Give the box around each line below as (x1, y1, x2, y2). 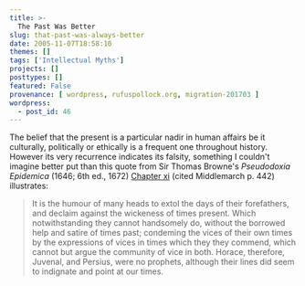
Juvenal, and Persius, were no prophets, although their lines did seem (31, 257, 295, 268)
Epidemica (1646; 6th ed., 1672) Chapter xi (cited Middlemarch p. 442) (9, 171, 276, 182)
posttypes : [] (9, 73, 64, 82)
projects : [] (9, 65, 59, 74)
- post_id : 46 (17, 107, 71, 116)
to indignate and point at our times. (31, 266, 164, 277)
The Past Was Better (17, 22, 96, 31)
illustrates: (9, 180, 48, 192)
